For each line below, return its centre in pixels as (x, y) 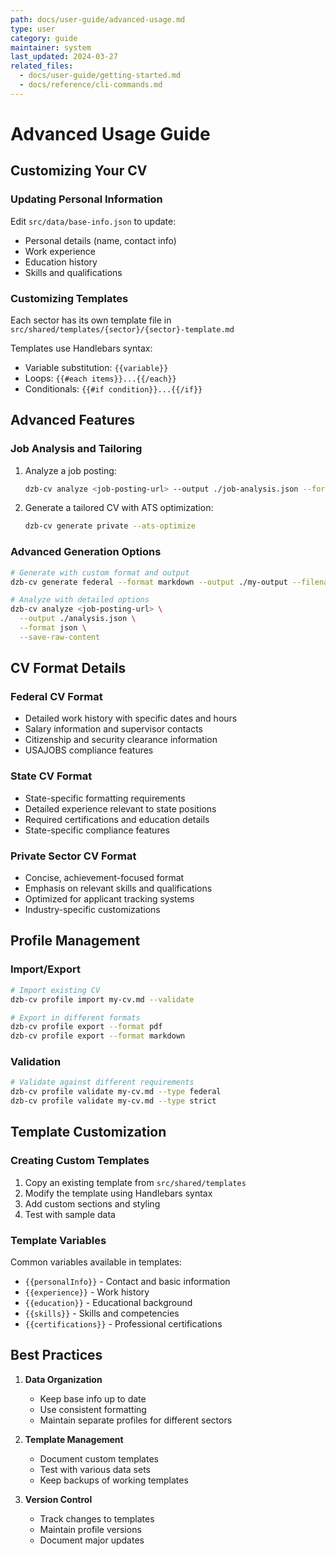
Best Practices (56, 1355)
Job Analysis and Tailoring (76, 449)
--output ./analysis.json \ (78, 619)
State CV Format (51, 776)
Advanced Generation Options (86, 552)
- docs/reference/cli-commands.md (91, 85)
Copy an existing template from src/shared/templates (135, 1182)
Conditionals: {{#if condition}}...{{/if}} (113, 388)
